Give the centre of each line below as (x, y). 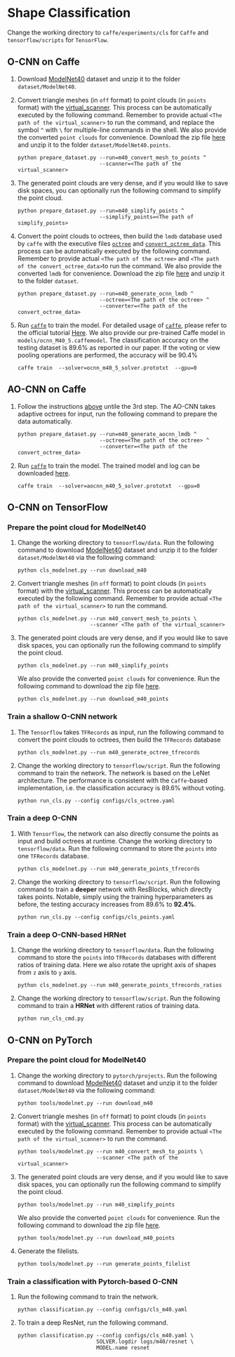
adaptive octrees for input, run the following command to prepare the (117, 414)
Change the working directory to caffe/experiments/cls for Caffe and (108, 32)
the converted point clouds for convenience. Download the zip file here (121, 137)
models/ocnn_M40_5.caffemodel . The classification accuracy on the (113, 340)
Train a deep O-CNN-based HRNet (67, 934)
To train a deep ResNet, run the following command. (93, 1323)
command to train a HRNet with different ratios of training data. (109, 1006)
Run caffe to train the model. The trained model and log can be (108, 466)
